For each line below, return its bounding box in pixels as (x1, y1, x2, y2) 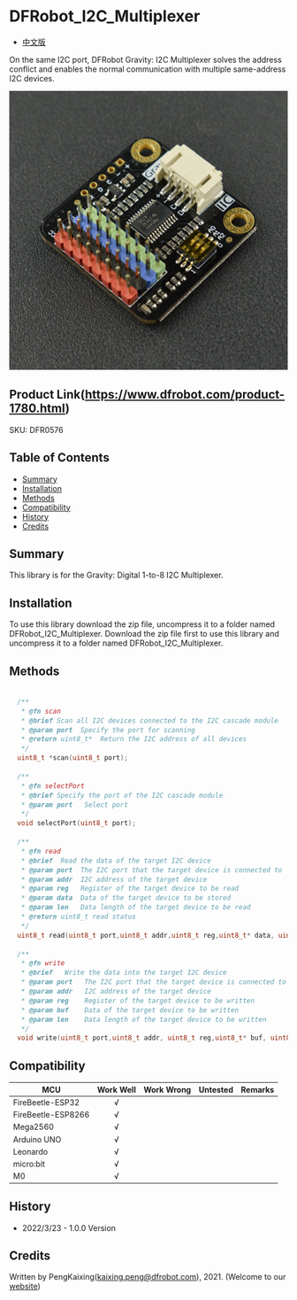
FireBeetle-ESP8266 (12, 1110, 90, 1120)
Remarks (240, 1084, 275, 1095)
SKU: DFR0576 (9, 424, 64, 435)
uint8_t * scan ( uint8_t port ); (17, 754, 128, 762)
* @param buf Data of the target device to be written (20, 1005, 240, 1015)
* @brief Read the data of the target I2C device (20, 856, 212, 865)
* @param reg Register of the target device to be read (20, 884, 240, 894)
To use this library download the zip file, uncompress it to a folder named (9, 619, 276, 630)
